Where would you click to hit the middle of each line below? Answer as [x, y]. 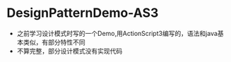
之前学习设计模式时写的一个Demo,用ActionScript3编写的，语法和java [117, 33]
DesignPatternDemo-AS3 [83, 13]
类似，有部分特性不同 [54, 42]
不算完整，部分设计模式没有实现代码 [70, 51]
